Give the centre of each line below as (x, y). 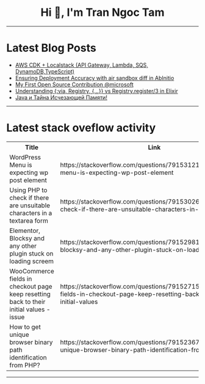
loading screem (31, 261)
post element (28, 180)
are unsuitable (30, 205)
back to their (27, 301)
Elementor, (25, 231)
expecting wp (29, 172)
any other (23, 246)
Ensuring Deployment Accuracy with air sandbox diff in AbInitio (95, 78)
